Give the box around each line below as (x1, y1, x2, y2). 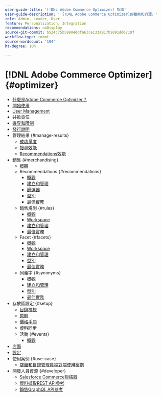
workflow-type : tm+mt (5, 35, 49, 40)
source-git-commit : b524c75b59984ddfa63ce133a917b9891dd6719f (5, 30, 135, 35)
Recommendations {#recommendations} (19, 168, 102, 174)
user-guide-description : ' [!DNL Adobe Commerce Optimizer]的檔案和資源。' (5, 12, 158, 17)
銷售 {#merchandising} (12, 157, 59, 162)
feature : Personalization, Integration (5, 21, 87, 26)
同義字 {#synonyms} (19, 269, 61, 275)
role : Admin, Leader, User (5, 16, 60, 21)
